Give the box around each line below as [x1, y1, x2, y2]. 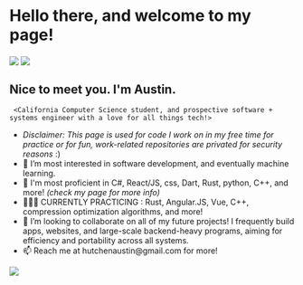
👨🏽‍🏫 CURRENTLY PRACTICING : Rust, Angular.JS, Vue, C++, [22, 196, 250, 207]
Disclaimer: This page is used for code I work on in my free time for [22, 128, 274, 140]
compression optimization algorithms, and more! [22, 205, 204, 217]
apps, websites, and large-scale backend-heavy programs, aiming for [22, 225, 283, 236]
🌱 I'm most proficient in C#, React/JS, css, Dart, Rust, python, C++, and [22, 177, 289, 188]
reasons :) [22, 148, 62, 159]
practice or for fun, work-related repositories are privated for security [22, 138, 283, 149]
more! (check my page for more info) [22, 186, 161, 197]
